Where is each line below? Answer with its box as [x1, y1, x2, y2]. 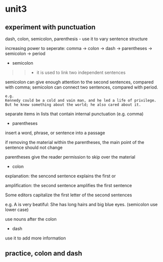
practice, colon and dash [5, 249, 82, 258]
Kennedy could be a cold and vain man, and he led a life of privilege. [5, 98, 157, 103]
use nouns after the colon [5, 216, 57, 222]
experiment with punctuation [5, 23, 96, 31]
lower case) [5, 207, 29, 213]
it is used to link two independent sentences [36, 70, 126, 75]
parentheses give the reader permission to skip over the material [5, 154, 136, 160]
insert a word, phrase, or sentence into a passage [5, 130, 105, 136]
